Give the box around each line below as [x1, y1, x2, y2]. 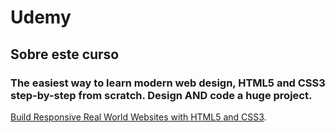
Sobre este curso [10, 46, 120, 63]
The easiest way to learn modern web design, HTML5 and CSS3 [10, 76, 326, 90]
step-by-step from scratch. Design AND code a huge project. [10, 88, 313, 102]
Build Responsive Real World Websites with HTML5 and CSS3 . [10, 111, 267, 123]
